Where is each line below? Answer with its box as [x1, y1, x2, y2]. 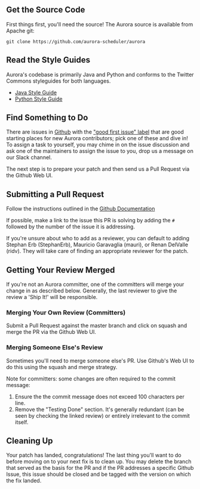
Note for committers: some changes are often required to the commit [6, 375, 176, 382]
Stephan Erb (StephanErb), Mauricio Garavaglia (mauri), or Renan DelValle [6, 241, 189, 248]
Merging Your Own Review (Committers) [6, 308, 126, 316]
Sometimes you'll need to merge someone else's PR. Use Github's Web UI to [6, 357, 195, 364]
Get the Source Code [6, 5, 85, 15]
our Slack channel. [6, 154, 53, 161]
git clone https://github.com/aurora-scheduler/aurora [6, 38, 146, 44]
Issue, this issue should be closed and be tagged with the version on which [6, 470, 191, 478]
